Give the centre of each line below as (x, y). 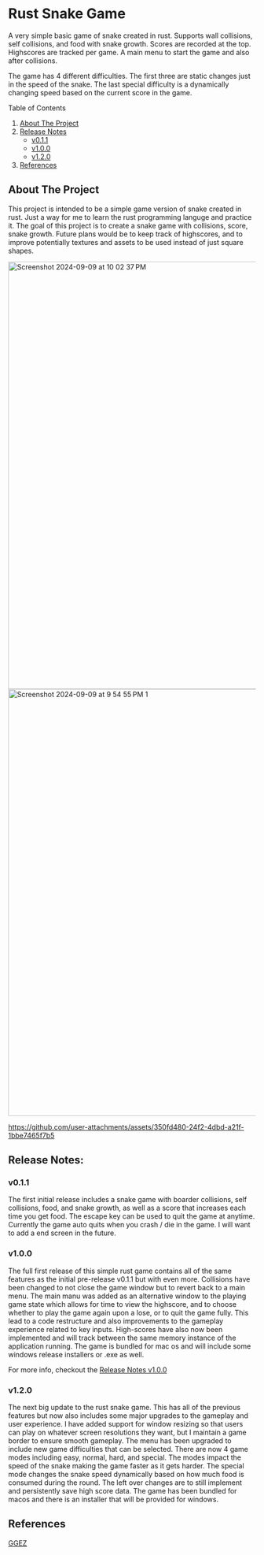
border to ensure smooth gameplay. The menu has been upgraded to (120, 1441)
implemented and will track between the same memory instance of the (122, 1338)
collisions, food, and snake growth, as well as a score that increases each (127, 1208)
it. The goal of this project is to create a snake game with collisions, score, (128, 225)
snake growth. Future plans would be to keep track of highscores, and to (126, 234)
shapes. (21, 251)
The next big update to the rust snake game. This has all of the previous (125, 1408)
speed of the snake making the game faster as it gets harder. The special (126, 1466)
